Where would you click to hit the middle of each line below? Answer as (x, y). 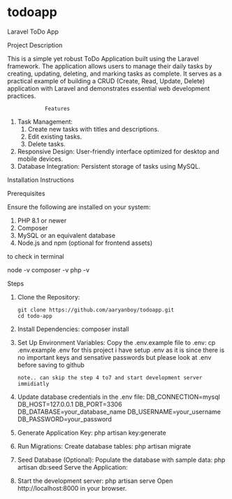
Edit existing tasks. (55, 136)
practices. (22, 96)
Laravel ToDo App (33, 31)
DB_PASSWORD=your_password (64, 419)
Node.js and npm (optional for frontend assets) (85, 243)
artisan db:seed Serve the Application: (72, 467)
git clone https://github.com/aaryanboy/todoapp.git (96, 310)
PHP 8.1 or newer (42, 220)
